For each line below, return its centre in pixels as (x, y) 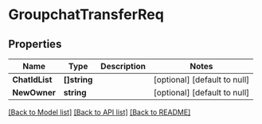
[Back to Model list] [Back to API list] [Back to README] (100, 112)
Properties (35, 44)
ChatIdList (32, 79)
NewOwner (34, 93)
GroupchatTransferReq (86, 15)
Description (123, 66)
